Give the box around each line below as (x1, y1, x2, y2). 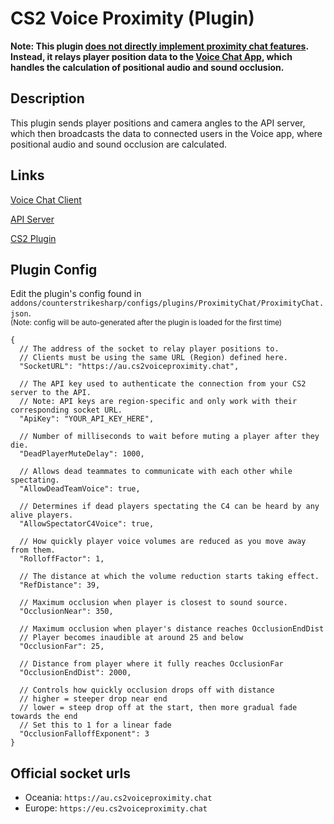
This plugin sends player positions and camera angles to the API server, (10, 117, 306, 129)
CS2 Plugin (10, 232, 57, 244)
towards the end (10, 712, 78, 722)
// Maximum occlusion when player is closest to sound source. (19, 598, 288, 608)
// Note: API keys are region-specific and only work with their (19, 397, 298, 407)
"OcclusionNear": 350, (19, 607, 114, 617)
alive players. (10, 510, 74, 521)
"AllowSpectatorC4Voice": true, (19, 519, 155, 529)
